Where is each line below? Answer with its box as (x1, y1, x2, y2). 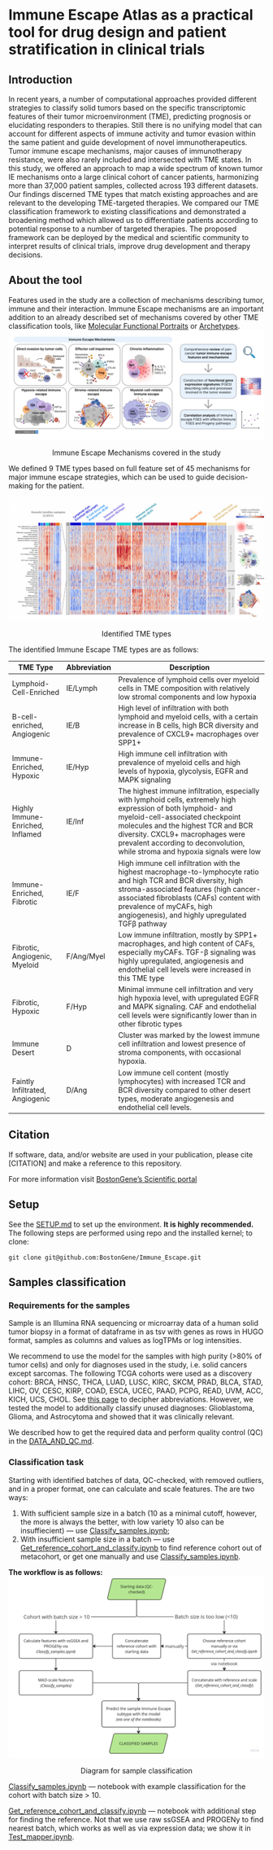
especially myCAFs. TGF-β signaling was (117, 947, 256, 957)
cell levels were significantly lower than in (117, 1011, 258, 1021)
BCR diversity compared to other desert (117, 1085, 251, 1095)
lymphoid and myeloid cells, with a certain (117, 711, 258, 721)
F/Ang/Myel (66, 951, 106, 961)
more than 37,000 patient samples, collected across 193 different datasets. (8, 181, 258, 190)
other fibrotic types (117, 1019, 183, 1029)
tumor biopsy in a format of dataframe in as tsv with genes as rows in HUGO (8, 1327, 264, 1336)
